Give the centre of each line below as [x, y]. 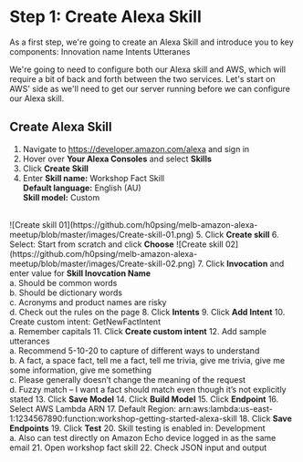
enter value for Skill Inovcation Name [80, 273]
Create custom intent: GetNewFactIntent [85, 322]
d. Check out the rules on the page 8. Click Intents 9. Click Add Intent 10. [147, 312]
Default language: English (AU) [82, 188]
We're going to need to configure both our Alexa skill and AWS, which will [147, 69]
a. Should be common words [63, 282]
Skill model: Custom [61, 197]
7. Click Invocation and [241, 263]
